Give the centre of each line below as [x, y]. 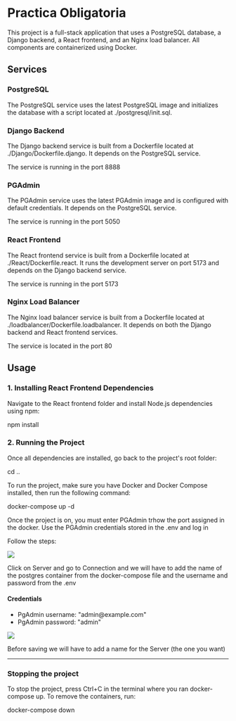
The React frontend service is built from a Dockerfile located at [98, 255]
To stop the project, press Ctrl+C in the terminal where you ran [98, 689]
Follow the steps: [32, 541]
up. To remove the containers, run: [86, 696]
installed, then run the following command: [69, 492]
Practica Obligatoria [67, 13]
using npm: [24, 411]
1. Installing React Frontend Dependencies [81, 388]
